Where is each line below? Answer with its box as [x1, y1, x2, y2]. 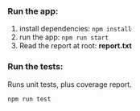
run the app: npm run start [19, 32, 109, 42]
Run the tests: [7, 61, 64, 72]
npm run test [7, 95, 51, 103]
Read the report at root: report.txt [19, 41, 132, 51]
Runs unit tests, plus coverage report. [7, 79, 132, 89]
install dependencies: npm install [19, 24, 132, 34]
